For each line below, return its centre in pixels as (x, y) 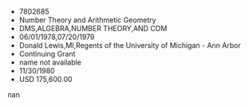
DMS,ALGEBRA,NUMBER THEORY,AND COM (93, 28)
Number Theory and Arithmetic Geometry (87, 20)
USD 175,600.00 (45, 79)
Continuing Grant (47, 54)
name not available (50, 62)
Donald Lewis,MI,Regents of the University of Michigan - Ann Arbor (130, 45)
